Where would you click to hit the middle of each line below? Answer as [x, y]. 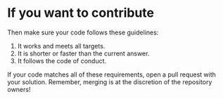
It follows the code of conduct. [62, 60]
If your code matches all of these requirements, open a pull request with [112, 74]
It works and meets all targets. [61, 46]
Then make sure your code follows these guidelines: [83, 32]
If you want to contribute [81, 13]
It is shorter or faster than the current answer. [83, 53]
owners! [19, 89]
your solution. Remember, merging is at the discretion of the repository [110, 81]
